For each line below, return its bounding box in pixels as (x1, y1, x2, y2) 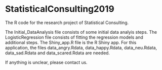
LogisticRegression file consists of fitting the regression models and (5, 34, 143, 40)
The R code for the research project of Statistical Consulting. (5, 20, 129, 25)
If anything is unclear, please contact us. (5, 59, 88, 65)
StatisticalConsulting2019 (5, 3, 115, 15)
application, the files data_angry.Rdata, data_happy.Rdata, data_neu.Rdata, (5, 45, 157, 50)
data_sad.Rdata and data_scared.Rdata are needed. (5, 50, 110, 56)
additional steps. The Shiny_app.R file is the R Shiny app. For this (5, 39, 137, 45)
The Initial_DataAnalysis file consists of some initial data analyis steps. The (5, 29, 157, 35)
